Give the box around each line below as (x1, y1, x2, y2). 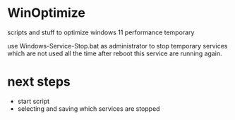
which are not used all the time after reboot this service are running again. (7, 49, 222, 58)
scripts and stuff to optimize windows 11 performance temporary (7, 28, 195, 36)
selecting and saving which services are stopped (17, 104, 160, 113)
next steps (7, 74, 71, 90)
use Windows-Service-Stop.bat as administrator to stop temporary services (7, 41, 228, 50)
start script (17, 97, 50, 105)
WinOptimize (7, 5, 86, 21)
